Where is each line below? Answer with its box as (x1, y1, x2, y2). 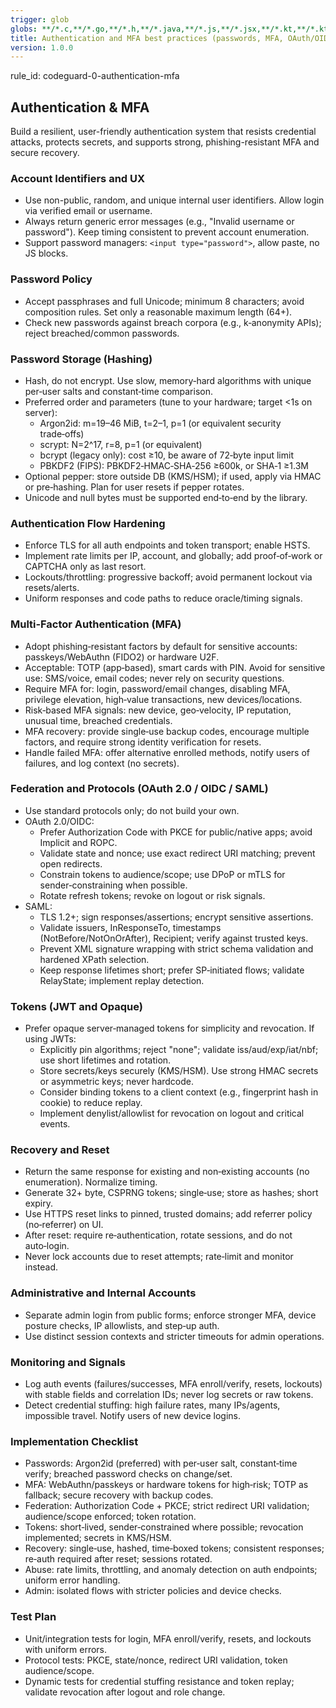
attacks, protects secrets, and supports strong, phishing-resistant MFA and (10, 136, 320, 148)
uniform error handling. (24, 1574, 121, 1586)
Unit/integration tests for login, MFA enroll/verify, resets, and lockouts (24, 1632, 312, 1645)
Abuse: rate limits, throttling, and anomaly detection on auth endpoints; (24, 1564, 318, 1576)
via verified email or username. (24, 205, 153, 217)
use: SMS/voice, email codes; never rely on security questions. (24, 672, 285, 684)
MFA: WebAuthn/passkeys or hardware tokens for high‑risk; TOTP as (24, 1479, 309, 1491)
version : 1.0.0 (10, 42, 74, 53)
